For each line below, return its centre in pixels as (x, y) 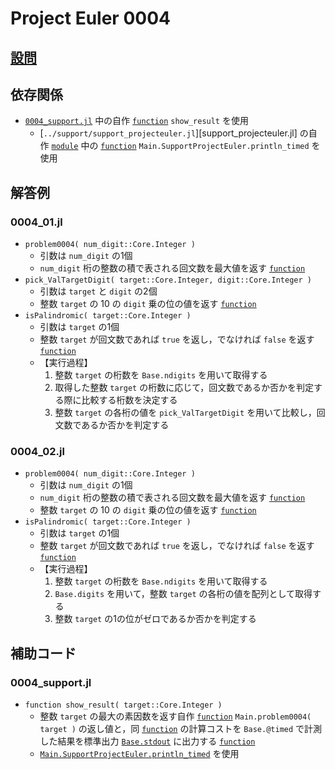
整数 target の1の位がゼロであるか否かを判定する (155, 619)
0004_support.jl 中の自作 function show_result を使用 (136, 121)
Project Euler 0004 (90, 18)
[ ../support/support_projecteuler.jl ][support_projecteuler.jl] (168, 133)
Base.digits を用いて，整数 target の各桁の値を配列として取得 (183, 594)
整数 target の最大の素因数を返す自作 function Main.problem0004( (175, 716)
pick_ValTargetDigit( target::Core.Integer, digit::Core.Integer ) (168, 280)
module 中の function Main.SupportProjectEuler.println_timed (180, 146)
